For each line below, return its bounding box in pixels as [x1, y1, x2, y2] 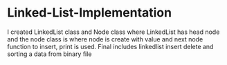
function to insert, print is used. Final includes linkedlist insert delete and [7, 42, 214, 50]
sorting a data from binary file [7, 50, 92, 58]
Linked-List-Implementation [7, 5, 172, 21]
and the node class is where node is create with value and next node [7, 35, 203, 43]
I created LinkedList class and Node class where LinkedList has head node [7, 28, 220, 36]
